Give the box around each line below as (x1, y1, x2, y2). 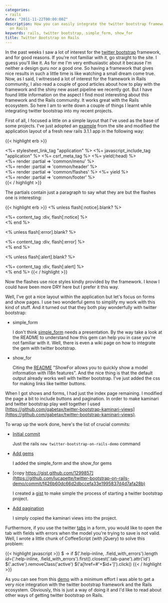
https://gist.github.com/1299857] (25, 470, 93, 476)
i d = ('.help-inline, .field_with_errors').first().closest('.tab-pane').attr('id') (5, 555, 150, 562)
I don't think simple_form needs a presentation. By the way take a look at (12, 329, 162, 335)
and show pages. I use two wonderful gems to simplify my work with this (5, 299, 155, 305)
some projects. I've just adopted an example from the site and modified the (5, 122, 160, 128)
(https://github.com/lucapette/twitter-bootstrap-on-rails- (12, 475, 130, 481)
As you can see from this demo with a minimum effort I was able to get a (5, 576, 154, 582)
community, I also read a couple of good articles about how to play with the (5, 81, 160, 87)
